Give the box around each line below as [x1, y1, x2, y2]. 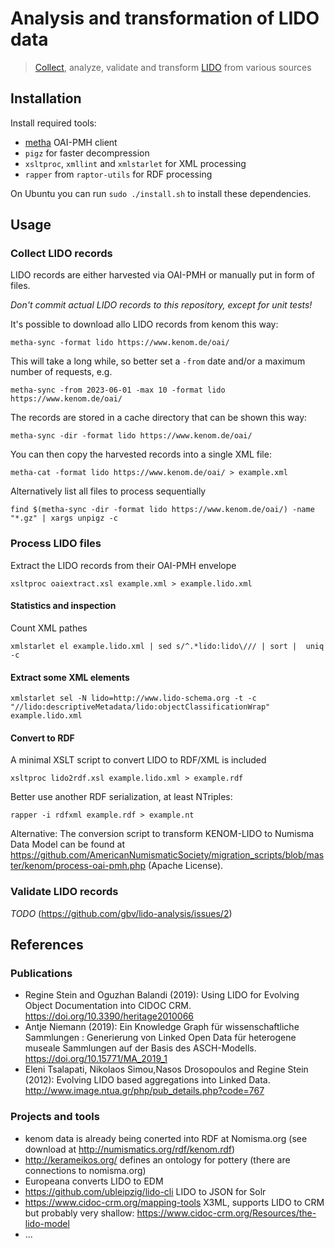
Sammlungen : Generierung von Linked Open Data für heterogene [24, 1032, 297, 1044]
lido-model [24, 1217, 70, 1229]
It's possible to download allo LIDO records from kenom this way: [10, 318, 279, 331]
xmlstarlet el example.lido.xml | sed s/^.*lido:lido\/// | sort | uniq [10, 641, 325, 651]
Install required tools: [10, 117, 97, 129]
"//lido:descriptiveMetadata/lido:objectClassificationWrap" [10, 702, 271, 712]
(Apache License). [148, 860, 224, 872]
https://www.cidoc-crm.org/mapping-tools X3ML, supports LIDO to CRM [24, 1196, 325, 1208]
